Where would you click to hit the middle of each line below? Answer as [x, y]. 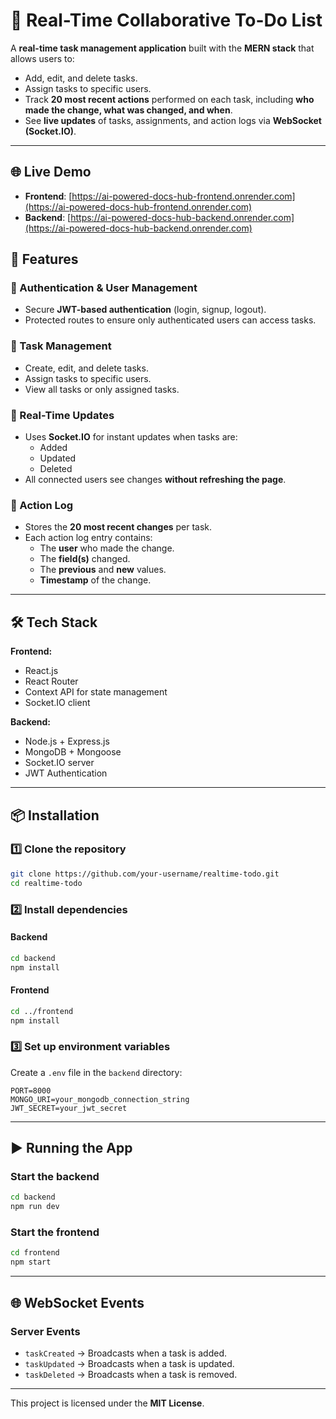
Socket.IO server [59, 763]
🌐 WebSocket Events [77, 1302]
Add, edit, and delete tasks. [81, 78]
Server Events [45, 1331]
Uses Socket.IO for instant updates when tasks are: [131, 437]
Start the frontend [55, 1232]
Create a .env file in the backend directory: [96, 1072]
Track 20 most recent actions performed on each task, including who [169, 99]
